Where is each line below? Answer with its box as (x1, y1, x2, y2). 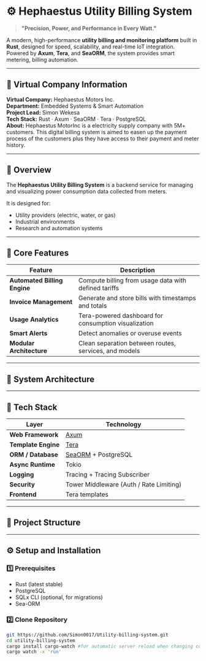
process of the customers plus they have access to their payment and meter (6, 135, 199, 142)
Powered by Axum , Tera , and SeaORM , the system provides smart (6, 49, 175, 56)
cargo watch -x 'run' (6, 649, 62, 655)
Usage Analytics (9, 315, 59, 324)
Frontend (9, 490, 37, 499)
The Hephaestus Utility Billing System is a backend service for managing (6, 181, 194, 188)
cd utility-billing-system (6, 637, 75, 644)
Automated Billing (9, 276, 63, 285)
